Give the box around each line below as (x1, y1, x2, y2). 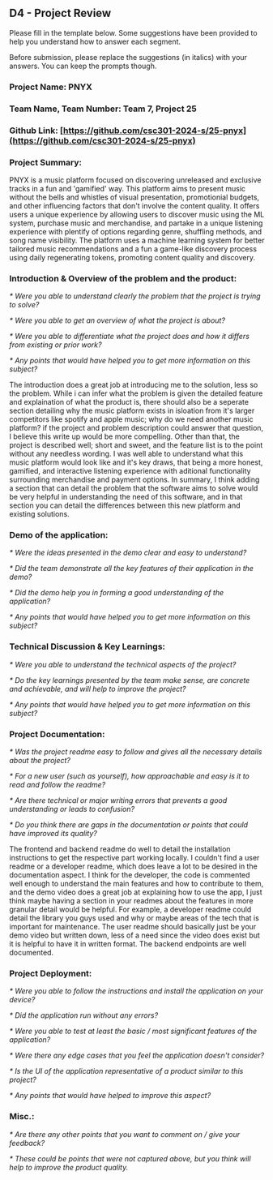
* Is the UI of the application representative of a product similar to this (9, 1066, 244, 1076)
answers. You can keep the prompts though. (9, 61, 157, 71)
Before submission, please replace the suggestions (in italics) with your (9, 52, 248, 62)
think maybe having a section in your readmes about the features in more (9, 896, 254, 906)
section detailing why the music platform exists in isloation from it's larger (9, 405, 255, 416)
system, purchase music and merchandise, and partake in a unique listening (9, 218, 263, 228)
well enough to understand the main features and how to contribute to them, (9, 879, 264, 889)
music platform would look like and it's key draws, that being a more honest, (9, 457, 263, 467)
